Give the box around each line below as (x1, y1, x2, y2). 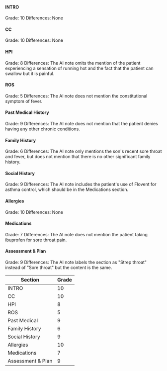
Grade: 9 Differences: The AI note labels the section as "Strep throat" (5, 259, 147, 266)
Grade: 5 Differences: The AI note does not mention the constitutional (5, 93, 148, 99)
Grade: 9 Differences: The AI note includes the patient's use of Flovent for (5, 182, 157, 187)
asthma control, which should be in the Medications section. (5, 186, 128, 192)
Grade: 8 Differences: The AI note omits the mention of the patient (5, 60, 141, 66)
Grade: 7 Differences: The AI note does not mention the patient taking (5, 231, 148, 237)
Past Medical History (5, 109, 49, 115)
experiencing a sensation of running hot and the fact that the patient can (5, 65, 154, 71)
